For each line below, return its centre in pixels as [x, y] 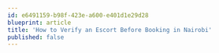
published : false [36, 37]
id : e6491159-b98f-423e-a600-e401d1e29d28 [78, 15]
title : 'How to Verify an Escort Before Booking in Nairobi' [110, 30]
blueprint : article [39, 23]
